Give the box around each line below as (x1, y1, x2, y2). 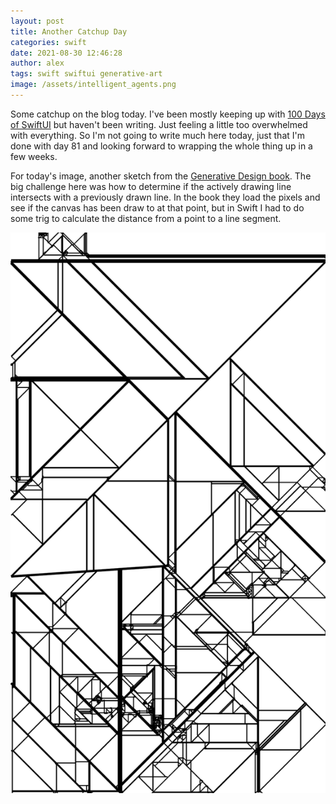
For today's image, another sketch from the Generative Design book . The (10, 170, 312, 182)
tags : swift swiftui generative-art (10, 69, 163, 79)
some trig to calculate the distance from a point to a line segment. (10, 212, 282, 224)
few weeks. (10, 150, 58, 162)
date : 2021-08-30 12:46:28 (10, 48, 123, 58)
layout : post (10, 16, 65, 26)
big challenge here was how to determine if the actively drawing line (10, 180, 292, 192)
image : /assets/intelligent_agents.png (10, 80, 177, 90)
